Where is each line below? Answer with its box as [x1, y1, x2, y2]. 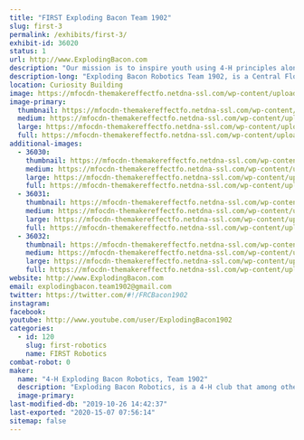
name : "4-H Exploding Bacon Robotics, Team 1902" [17, 374, 208, 384]
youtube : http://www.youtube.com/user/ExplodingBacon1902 [9, 315, 233, 325]
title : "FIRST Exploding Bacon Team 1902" [9, 13, 172, 23]
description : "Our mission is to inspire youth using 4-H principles [9, 64, 278, 73]
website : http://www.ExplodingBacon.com [9, 274, 165, 283]
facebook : [9, 307, 47, 316]
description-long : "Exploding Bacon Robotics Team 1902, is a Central [9, 72, 281, 81]
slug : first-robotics [25, 341, 107, 350]
